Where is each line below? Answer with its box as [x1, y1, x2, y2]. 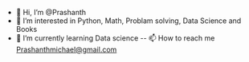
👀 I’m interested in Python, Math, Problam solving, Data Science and [15, 16, 242, 25]
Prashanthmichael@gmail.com [15, 45, 117, 54]
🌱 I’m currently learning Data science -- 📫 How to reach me [15, 33, 215, 43]
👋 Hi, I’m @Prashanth [15, 8, 87, 17]
